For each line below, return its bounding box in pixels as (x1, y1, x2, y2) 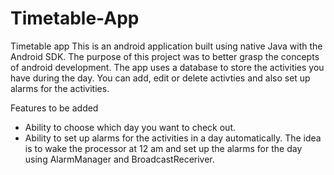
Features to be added (10, 102, 99, 114)
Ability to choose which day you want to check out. (24, 121, 236, 133)
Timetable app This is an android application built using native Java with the (10, 40, 323, 52)
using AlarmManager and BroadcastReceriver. (24, 153, 215, 165)
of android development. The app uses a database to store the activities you (10, 61, 325, 73)
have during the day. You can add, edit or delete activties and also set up (10, 72, 311, 84)
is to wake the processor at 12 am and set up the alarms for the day (24, 142, 303, 154)
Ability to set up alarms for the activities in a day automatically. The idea (24, 132, 322, 144)
